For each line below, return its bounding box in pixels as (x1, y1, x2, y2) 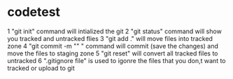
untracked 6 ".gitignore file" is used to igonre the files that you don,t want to (7, 56, 226, 64)
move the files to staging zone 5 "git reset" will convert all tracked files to (7, 49, 218, 58)
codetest (7, 4, 61, 20)
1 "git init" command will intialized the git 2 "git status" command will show (7, 27, 222, 35)
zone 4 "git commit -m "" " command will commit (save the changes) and (7, 42, 219, 50)
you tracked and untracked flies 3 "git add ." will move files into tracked (7, 34, 213, 42)
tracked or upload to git (7, 64, 75, 72)
